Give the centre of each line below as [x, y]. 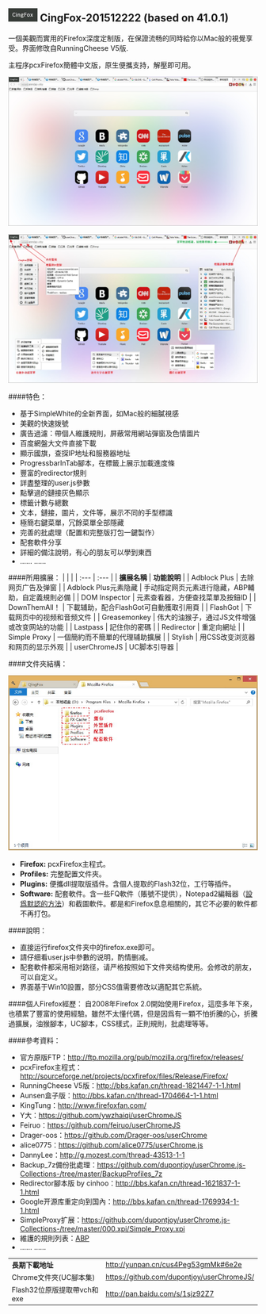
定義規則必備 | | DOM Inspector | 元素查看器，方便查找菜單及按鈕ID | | [142, 598]
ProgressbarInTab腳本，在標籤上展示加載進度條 [97, 463]
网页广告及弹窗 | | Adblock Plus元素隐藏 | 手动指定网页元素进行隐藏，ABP [128, 588]
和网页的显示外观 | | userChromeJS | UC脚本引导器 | [93, 647]
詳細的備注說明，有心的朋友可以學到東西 [85, 553]
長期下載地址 [32, 1265]
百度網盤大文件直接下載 [58, 443]
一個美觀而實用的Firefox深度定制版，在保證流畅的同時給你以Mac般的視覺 [127, 38]
